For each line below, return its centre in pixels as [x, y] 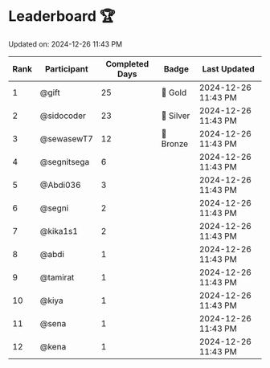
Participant [66, 68]
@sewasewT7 [67, 138]
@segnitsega [65, 162]
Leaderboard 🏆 [62, 16]
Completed [127, 63]
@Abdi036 [61, 185]
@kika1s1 [59, 231]
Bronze [175, 144]
